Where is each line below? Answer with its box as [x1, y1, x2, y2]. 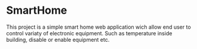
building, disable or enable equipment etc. [6, 36, 110, 43]
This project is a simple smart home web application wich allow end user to [6, 23, 191, 30]
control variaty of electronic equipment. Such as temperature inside [6, 29, 173, 36]
